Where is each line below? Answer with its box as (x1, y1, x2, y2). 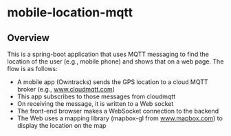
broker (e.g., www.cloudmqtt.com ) (16, 85, 115, 93)
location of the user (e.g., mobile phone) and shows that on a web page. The (7, 57, 224, 66)
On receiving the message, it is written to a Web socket (16, 100, 174, 107)
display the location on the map (16, 122, 107, 129)
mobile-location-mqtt (7, 5, 133, 21)
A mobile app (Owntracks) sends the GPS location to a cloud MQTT (16, 78, 208, 86)
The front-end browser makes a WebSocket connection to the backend (16, 107, 219, 115)
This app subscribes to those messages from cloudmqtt (16, 92, 176, 100)
